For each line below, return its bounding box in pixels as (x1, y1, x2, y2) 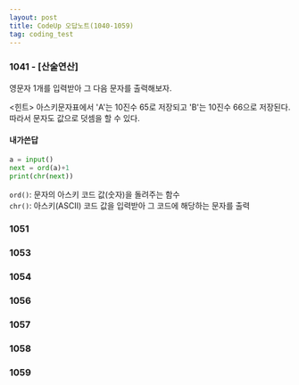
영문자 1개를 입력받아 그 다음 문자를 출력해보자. (9, 82, 172, 94)
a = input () (9, 155, 54, 164)
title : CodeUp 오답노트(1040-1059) (9, 21, 134, 30)
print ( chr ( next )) (9, 171, 74, 181)
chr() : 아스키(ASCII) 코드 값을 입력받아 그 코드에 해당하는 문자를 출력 (9, 200, 250, 210)
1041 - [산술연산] (9, 61, 79, 73)
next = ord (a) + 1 (9, 163, 70, 172)
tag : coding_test (9, 29, 74, 38)
